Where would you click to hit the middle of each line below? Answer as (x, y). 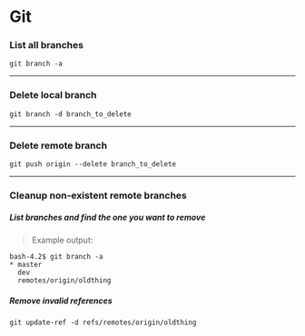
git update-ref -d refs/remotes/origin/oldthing (103, 322)
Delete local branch (53, 95)
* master (26, 264)
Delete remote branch (58, 145)
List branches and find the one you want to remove (108, 217)
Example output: (62, 240)
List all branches (47, 45)
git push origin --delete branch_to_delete (93, 164)
